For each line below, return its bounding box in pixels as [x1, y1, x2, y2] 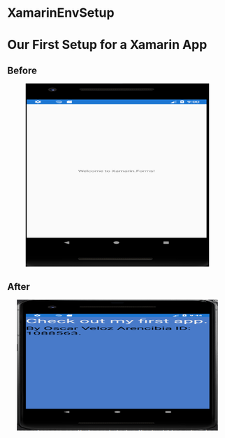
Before [7, 64, 37, 76]
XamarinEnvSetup [7, 5, 115, 21]
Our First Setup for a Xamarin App [7, 37, 208, 53]
